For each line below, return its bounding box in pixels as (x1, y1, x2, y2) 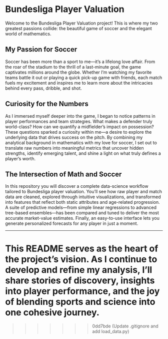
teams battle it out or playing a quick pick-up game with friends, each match (5, 74, 162, 81)
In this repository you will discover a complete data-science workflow (5, 183, 148, 189)
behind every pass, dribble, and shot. (5, 85, 82, 91)
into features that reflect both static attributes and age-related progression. (5, 199, 160, 205)
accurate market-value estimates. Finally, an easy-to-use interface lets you (5, 215, 160, 221)
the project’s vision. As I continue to (5, 253, 157, 265)
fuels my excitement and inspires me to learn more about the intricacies (5, 80, 153, 86)
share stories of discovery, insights (5, 274, 155, 286)
